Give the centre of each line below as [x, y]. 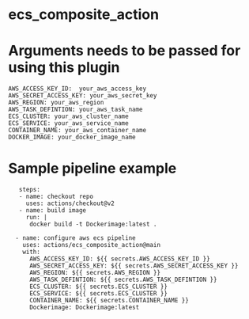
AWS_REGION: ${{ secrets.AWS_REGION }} [94, 273]
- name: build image [53, 211]
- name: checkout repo [56, 197]
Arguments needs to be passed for [124, 51]
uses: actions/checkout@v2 [70, 203]
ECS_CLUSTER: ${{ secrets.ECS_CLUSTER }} [98, 287]
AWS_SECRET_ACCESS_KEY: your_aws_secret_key [83, 96]
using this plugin [64, 68]
